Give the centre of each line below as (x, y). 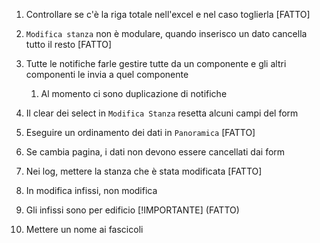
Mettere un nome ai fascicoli (84, 229)
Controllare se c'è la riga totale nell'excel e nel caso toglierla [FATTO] (168, 14)
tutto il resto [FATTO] (69, 44)
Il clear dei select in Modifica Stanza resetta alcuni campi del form (162, 113)
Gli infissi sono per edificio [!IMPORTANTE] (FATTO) (132, 210)
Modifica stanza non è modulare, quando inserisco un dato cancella (166, 33)
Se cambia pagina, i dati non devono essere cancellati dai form (155, 152)
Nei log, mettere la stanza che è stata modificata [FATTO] (144, 171)
